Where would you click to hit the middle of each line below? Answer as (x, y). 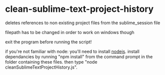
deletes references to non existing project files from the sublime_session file (83, 23)
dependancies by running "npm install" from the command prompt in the (79, 56)
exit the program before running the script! (48, 42)
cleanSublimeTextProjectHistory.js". (41, 67)
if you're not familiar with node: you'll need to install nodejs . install (72, 51)
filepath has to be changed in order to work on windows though (70, 32)
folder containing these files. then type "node (51, 62)
